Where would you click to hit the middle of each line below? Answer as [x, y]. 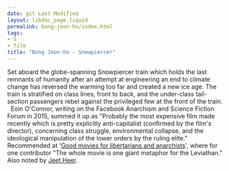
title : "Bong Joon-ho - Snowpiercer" [62, 53]
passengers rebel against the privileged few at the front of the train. [126, 101]
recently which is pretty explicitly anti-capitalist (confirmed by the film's [109, 123]
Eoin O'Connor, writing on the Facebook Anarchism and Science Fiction [112, 109]
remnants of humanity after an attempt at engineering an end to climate [109, 79]
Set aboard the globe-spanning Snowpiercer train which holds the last [107, 72]
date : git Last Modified [43, 13]
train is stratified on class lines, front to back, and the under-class [101, 93]
